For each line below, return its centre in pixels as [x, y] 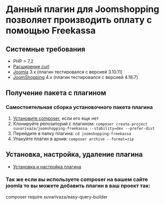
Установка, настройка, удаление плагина [74, 155]
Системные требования [46, 49]
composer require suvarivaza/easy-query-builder [57, 196]
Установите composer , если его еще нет [56, 118]
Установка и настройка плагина [47, 166]
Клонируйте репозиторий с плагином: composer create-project [80, 124]
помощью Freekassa [51, 31]
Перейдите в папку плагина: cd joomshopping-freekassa [72, 133]
